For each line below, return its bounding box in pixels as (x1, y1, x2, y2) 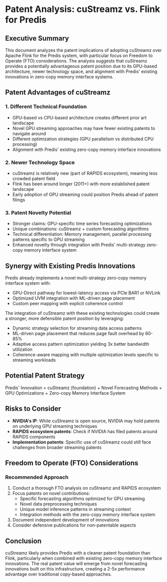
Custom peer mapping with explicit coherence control (12, 301, 123, 307)
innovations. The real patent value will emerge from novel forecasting (5, 561, 148, 567)
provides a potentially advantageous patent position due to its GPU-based (5, 63, 157, 69)
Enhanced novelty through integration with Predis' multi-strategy (12, 242, 146, 248)
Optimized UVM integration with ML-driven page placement (12, 295, 135, 301)
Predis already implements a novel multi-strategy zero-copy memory (5, 275, 147, 281)
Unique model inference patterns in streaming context (19, 506, 131, 513)
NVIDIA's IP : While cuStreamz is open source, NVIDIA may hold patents (12, 418, 160, 424)
